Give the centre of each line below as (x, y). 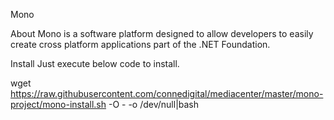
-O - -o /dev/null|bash (154, 104)
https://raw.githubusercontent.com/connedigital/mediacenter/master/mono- (167, 93)
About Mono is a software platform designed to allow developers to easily (162, 33)
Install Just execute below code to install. (95, 63)
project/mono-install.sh (58, 104)
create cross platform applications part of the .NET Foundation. (140, 44)
